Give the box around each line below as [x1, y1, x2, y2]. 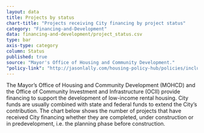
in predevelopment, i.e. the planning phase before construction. [6, 120, 166, 128]
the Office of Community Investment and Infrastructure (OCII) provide [6, 88, 180, 96]
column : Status [6, 48, 45, 54]
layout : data [6, 8, 39, 15]
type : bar [6, 37, 32, 43]
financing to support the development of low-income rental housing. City [6, 94, 189, 102]
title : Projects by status [6, 15, 75, 21]
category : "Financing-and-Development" [6, 25, 107, 32]
